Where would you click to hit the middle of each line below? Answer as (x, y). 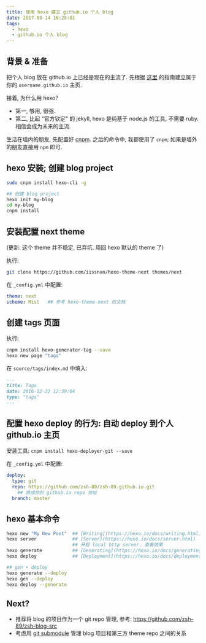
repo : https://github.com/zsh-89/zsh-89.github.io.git (83, 487)
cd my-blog (20, 205)
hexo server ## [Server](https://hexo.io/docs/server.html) (101, 539)
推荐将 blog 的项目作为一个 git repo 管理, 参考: (74, 619)
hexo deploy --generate (37, 584)
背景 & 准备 (27, 61)
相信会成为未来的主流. (43, 126)
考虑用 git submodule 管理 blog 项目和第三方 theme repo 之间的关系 (101, 633)
